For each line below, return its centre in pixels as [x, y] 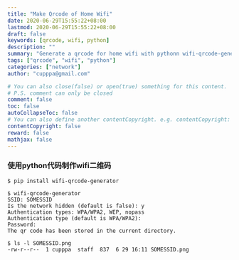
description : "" [31, 47]
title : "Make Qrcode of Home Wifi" [60, 14]
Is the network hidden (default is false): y [76, 206]
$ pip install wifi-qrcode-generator [63, 181]
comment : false [30, 100]
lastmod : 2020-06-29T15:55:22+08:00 [62, 27]
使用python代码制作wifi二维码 [59, 166]
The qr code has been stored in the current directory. [92, 231]
